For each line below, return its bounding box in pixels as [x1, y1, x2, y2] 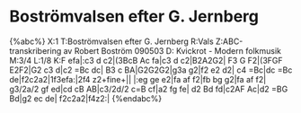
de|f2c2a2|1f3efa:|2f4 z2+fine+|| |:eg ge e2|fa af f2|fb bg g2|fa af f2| [9, 74, 267, 84]
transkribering [9, 45, 62, 56]
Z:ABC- [215, 36, 243, 47]
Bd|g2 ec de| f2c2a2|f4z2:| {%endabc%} [9, 92, 163, 104]
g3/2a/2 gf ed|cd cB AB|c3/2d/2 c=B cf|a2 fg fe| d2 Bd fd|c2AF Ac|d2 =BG [9, 83, 288, 94]
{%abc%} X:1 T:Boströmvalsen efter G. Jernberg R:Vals [9, 36, 214, 47]
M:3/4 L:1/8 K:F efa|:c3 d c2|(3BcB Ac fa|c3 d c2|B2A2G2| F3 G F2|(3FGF [9, 55, 283, 65]
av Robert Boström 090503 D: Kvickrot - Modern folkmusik [63, 45, 281, 56]
